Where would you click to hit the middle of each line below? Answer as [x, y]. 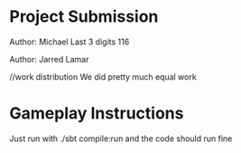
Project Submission [84, 17]
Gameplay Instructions [97, 114]
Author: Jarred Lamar [49, 59]
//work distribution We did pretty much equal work [103, 76]
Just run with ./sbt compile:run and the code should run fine [121, 139]
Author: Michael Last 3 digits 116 [70, 42]
